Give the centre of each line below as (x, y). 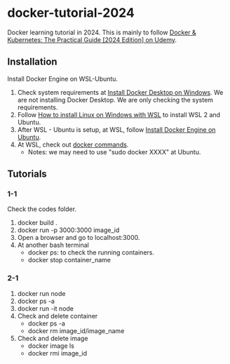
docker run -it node (46, 308)
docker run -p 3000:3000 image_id (68, 230)
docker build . (37, 223)
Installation (32, 62)
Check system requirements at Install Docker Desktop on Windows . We (120, 92)
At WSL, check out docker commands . (73, 144)
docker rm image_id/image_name (76, 330)
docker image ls (51, 346)
